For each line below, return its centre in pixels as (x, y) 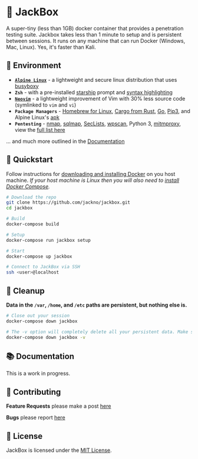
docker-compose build (33, 224)
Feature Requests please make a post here (59, 406)
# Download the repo (32, 197)
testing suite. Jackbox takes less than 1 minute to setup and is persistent (94, 34)
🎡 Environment (34, 66)
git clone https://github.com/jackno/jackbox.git (68, 202)
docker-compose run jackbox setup (49, 240)
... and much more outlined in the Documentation (65, 141)
